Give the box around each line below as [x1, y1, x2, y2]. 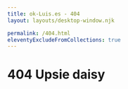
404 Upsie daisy [7, 66, 105, 83]
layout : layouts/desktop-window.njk [7, 17, 115, 24]
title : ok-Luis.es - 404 [7, 10, 80, 18]
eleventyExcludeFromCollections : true [7, 36, 121, 43]
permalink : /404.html [7, 30, 71, 37]
